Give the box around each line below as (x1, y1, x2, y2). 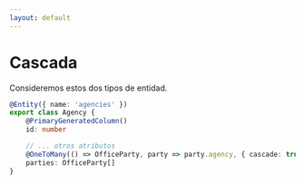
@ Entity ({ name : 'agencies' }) (9, 100, 128, 109)
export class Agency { (9, 108, 95, 118)
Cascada (9, 52, 78, 73)
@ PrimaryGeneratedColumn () (25, 117, 128, 126)
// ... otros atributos (25, 141, 116, 150)
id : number (25, 125, 67, 134)
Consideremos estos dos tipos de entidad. (9, 82, 168, 93)
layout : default (9, 13, 71, 23)
